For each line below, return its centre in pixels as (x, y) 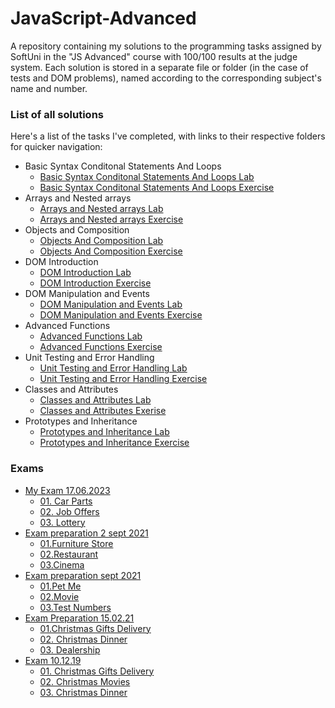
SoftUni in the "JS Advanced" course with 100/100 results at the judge (154, 56)
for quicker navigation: (56, 147)
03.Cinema (62, 564)
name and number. (49, 88)
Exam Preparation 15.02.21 (79, 618)
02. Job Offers (69, 511)
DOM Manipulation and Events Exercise (121, 315)
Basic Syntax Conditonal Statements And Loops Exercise (157, 188)
